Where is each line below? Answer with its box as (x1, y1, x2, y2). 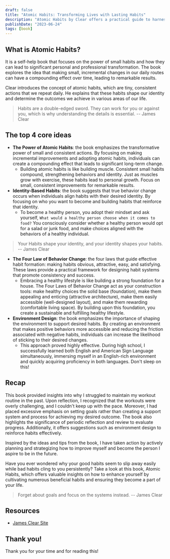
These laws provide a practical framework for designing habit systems (12, 266, 159, 272)
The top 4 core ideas (5, 131, 72, 140)
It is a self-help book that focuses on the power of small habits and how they (5, 58, 165, 65)
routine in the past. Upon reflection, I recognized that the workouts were (5, 397, 156, 403)
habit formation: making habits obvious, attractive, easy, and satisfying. (12, 261, 161, 267)
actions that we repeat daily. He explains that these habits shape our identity (5, 90, 164, 96)
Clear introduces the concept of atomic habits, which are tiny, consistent (5, 84, 157, 90)
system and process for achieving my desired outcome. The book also (5, 414, 152, 420)
